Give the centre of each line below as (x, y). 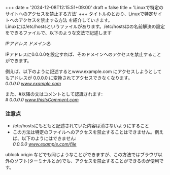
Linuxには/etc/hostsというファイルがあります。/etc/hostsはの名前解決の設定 (85, 26)
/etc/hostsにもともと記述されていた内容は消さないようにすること (81, 126)
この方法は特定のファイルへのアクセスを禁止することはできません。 (83, 132)
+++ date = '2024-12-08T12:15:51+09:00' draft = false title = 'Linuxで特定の (84, 7)
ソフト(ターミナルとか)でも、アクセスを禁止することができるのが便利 (87, 161)
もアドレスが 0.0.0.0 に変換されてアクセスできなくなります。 (69, 78)
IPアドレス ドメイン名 (28, 44)
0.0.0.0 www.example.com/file (45, 144)
